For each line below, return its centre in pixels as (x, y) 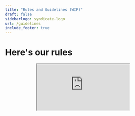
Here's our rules (39, 53)
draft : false (19, 14)
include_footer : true (27, 28)
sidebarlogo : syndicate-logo (35, 19)
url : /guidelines (23, 23)
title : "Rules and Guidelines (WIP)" (44, 10)
